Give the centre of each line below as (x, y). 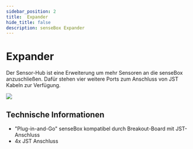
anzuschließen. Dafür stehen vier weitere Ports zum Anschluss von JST (92, 79)
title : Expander (27, 17)
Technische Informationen (55, 115)
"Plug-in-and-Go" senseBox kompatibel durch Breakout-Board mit (94, 129)
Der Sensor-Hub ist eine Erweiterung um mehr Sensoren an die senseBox (94, 73)
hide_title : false (28, 22)
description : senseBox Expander (45, 28)
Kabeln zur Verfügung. (33, 85)
